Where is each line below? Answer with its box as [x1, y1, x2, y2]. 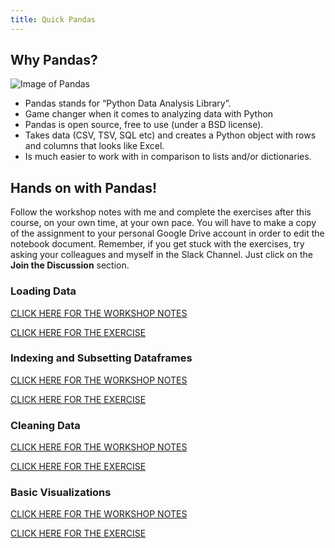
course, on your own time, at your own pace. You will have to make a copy [10, 217, 317, 229]
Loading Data [10, 284, 77, 298]
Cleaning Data [10, 418, 81, 432]
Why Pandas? [10, 52, 98, 69]
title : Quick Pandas [10, 14, 97, 25]
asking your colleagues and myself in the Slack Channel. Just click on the [10, 249, 313, 261]
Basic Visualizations [10, 486, 112, 500]
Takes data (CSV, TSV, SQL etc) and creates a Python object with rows [24, 129, 317, 141]
